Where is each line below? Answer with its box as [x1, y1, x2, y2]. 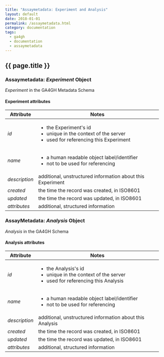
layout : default [5, 12, 38, 17]
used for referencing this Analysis [46, 277, 124, 284]
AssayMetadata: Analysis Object [5, 217, 85, 224]
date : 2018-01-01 [5, 16, 41, 21]
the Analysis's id [46, 265, 84, 272]
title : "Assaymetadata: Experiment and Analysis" [5, 7, 108, 12]
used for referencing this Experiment [46, 136, 131, 143]
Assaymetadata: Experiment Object [5, 76, 92, 83]
